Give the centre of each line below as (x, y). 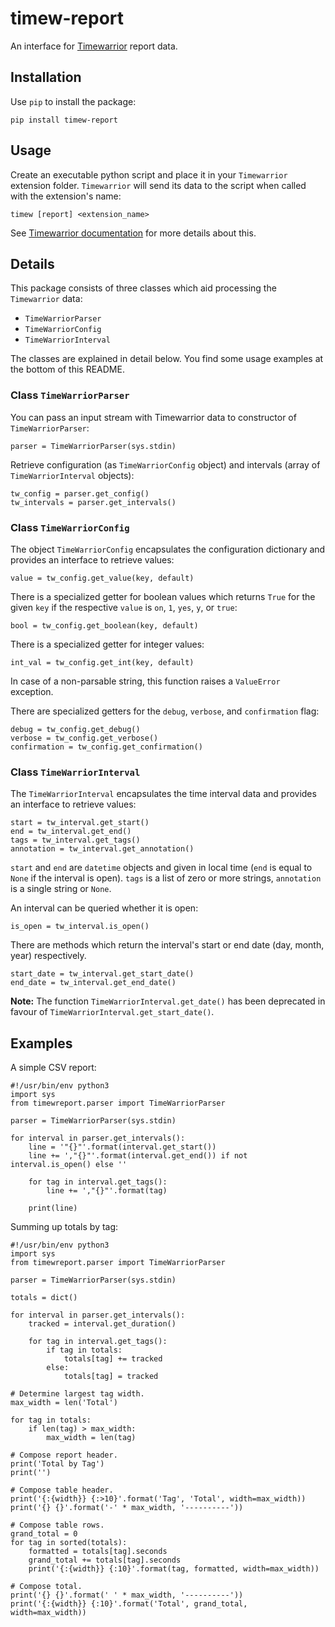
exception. (32, 691)
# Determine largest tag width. (77, 1394)
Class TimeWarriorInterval (75, 772)
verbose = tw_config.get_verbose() (84, 738)
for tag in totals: (51, 1420)
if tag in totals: (84, 1350)
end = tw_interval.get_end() (71, 832)
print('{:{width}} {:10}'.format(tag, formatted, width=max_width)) (174, 1569)
